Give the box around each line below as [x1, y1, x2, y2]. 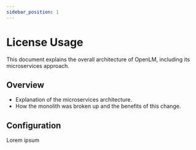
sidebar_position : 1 [6, 9, 60, 15]
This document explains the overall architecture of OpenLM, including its [6, 56, 190, 63]
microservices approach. [6, 62, 69, 69]
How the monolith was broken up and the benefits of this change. [15, 102, 181, 110]
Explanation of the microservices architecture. [15, 96, 132, 103]
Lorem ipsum [6, 137, 40, 144]
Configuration [6, 120, 61, 130]
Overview [6, 80, 45, 90]
